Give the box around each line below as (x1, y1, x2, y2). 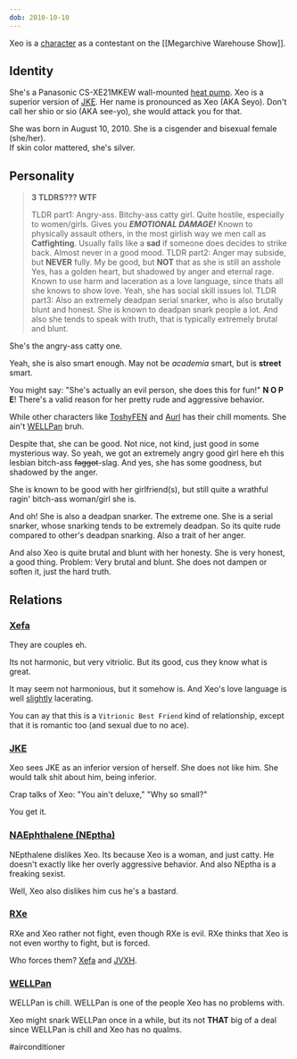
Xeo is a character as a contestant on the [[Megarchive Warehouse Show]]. (9, 38, 286, 48)
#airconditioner (9, 1042, 65, 1053)
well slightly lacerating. (9, 693, 94, 703)
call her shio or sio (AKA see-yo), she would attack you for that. (9, 106, 243, 117)
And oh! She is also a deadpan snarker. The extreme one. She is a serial (9, 511, 274, 522)
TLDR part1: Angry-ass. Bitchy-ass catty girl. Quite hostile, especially (30, 209, 285, 220)
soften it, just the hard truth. (9, 567, 111, 577)
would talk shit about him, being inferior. (9, 772, 157, 783)
